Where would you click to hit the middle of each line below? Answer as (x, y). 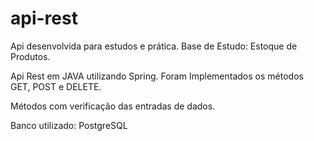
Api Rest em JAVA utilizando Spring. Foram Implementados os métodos (157, 76)
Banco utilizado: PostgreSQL (69, 125)
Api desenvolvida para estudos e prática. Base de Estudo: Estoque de (154, 46)
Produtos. (30, 56)
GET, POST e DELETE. (56, 86)
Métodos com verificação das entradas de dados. (113, 106)
